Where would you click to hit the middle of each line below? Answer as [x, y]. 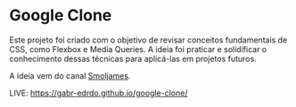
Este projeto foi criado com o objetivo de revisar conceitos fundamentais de [148, 40]
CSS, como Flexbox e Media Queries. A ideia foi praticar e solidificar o [138, 49]
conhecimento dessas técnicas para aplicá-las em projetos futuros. [133, 58]
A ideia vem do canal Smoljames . [70, 75]
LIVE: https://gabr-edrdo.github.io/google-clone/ [99, 93]
